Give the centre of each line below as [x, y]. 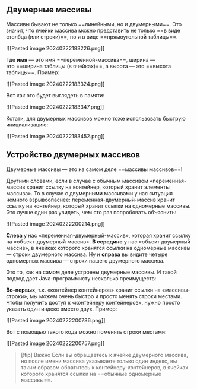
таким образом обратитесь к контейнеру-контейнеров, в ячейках [104, 367]
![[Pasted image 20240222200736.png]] [56, 320]
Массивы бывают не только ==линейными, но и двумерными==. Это [94, 24]
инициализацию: [27, 125]
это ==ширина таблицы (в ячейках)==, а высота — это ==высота [89, 66]
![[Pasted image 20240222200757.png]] [55, 343]
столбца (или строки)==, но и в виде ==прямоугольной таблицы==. [92, 37]
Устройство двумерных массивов [73, 155]
